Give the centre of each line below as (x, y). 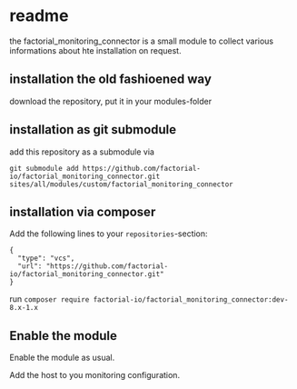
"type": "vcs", (46, 259)
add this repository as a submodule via (82, 152)
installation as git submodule (93, 130)
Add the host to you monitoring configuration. (94, 375)
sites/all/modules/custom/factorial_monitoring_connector (121, 184)
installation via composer (83, 211)
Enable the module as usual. (62, 358)
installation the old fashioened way (110, 80)
